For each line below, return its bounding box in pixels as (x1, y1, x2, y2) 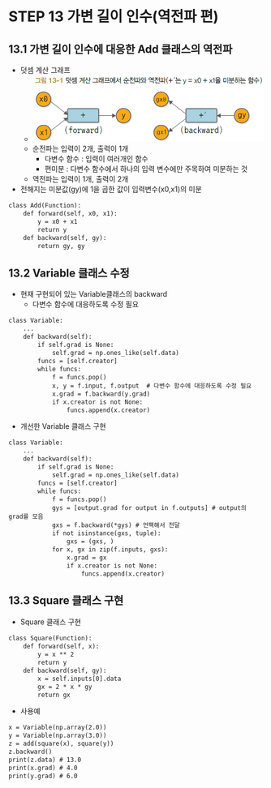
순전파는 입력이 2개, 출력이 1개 (32, 143, 129, 154)
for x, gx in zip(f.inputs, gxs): (51, 545, 169, 554)
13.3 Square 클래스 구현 (8, 593, 124, 608)
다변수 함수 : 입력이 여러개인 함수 (44, 154, 148, 164)
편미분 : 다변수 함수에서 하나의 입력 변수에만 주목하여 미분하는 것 (44, 164, 248, 174)
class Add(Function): (8, 202, 82, 210)
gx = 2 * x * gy (37, 683, 92, 691)
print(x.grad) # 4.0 (8, 764, 79, 772)
